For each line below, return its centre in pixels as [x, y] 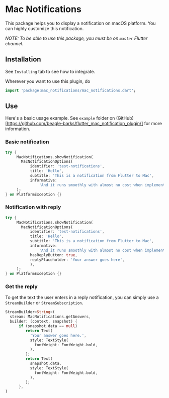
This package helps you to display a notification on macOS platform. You [80, 23]
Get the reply [21, 286]
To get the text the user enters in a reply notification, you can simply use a [82, 297]
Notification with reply [33, 207]
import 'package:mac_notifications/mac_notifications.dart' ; [71, 90]
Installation [23, 60]
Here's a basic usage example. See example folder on [60, 118]
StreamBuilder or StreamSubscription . [44, 303]
